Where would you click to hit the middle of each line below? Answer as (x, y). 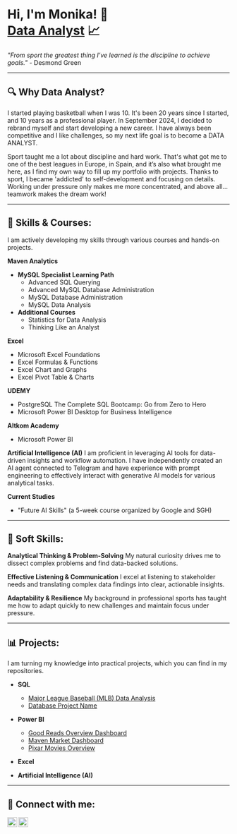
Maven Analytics (33, 261)
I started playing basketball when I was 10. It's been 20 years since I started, (118, 113)
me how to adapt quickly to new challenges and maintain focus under (108, 605)
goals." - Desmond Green (44, 62)
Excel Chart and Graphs (52, 369)
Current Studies (31, 496)
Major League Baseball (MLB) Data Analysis (92, 699)
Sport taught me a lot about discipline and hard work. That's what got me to (117, 156)
